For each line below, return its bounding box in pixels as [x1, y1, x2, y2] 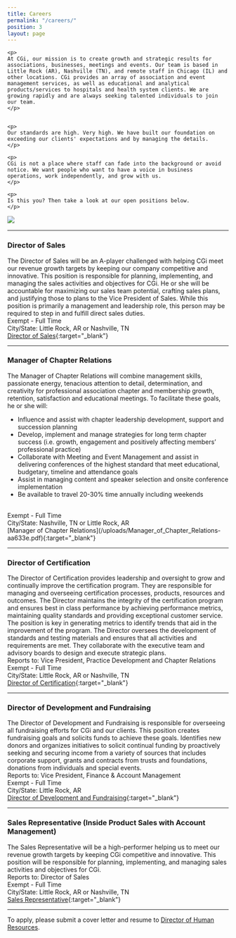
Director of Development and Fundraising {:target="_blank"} [7, 794, 180, 802]
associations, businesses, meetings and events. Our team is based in [7, 61, 218, 69]
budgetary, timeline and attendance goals [17, 467, 138, 476]
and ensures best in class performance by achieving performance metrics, [7, 604, 223, 612]
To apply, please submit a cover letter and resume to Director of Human [7, 915, 214, 924]
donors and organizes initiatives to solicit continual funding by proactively [7, 741, 221, 750]
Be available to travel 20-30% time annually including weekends [17, 490, 204, 498]
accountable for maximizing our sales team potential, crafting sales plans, [7, 286, 221, 295]
